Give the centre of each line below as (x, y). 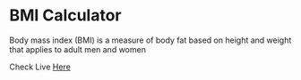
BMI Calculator (65, 16)
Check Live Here (40, 67)
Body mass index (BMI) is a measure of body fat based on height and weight (150, 40)
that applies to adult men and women (77, 49)
